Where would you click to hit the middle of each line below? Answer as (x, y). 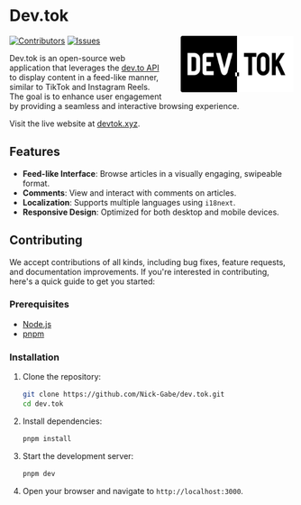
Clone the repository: (62, 377)
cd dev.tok (43, 404)
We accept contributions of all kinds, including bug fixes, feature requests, (147, 262)
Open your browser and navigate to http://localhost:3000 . (132, 491)
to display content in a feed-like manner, (84, 77)
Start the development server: (78, 455)
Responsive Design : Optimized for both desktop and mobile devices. (150, 212)
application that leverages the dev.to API (84, 68)
